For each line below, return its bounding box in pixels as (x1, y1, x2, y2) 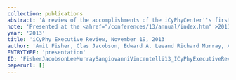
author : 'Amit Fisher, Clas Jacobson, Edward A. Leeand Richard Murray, (7, 42, 225, 49)
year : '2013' (7, 29, 46, 37)
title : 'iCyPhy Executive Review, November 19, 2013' (7, 36, 169, 43)
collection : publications (7, 10, 83, 17)
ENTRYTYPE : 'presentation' (7, 49, 86, 56)
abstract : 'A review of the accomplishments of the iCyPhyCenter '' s (7, 17, 212, 24)
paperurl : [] (7, 62, 46, 69)
